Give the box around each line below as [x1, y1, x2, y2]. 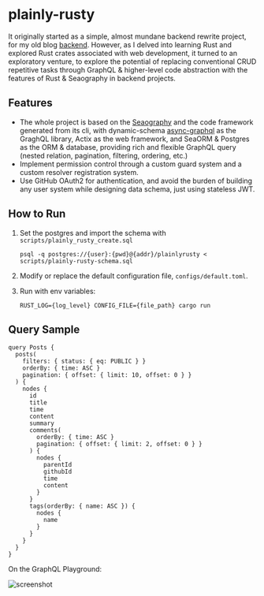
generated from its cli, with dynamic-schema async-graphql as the [19, 125, 236, 135]
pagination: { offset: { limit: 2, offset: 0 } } [36, 440, 203, 449]
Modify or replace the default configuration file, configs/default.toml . [19, 270, 248, 281]
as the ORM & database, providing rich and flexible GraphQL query [19, 142, 236, 151]
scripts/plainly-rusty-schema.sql [19, 257, 133, 265]
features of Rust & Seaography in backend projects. [8, 73, 176, 83]
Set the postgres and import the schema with [19, 228, 167, 237]
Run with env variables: [19, 286, 96, 296]
